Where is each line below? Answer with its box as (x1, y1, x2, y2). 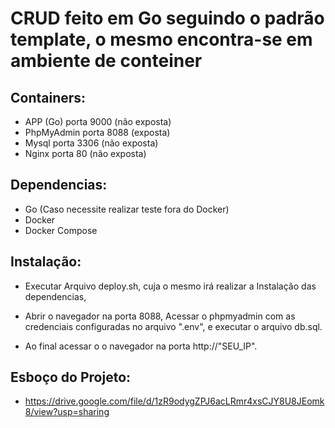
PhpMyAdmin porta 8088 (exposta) (24, 127, 171, 138)
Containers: (10, 89, 87, 106)
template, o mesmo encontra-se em (10, 28, 313, 51)
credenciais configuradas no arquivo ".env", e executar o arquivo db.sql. (24, 320, 323, 332)
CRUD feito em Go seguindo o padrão (10, 7, 325, 30)
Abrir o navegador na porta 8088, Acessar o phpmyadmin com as (24, 310, 296, 322)
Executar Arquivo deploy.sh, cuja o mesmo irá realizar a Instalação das (24, 280, 317, 292)
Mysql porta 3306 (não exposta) (24, 137, 159, 149)
